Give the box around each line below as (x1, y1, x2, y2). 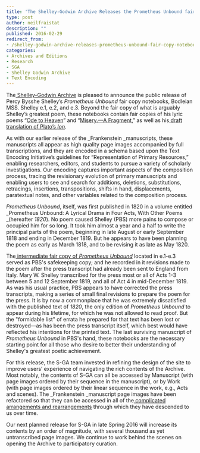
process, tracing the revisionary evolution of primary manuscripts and (6, 173, 177, 180)
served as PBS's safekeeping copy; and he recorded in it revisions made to (6, 259, 190, 266)
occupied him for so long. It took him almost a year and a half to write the (6, 222, 186, 229)
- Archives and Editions (6, 53, 68, 59)
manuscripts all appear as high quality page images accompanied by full (6, 141, 184, 148)
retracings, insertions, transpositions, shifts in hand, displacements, (6, 185, 172, 192)
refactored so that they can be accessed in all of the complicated (6, 397, 166, 404)
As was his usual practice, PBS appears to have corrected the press (6, 284, 173, 292)
